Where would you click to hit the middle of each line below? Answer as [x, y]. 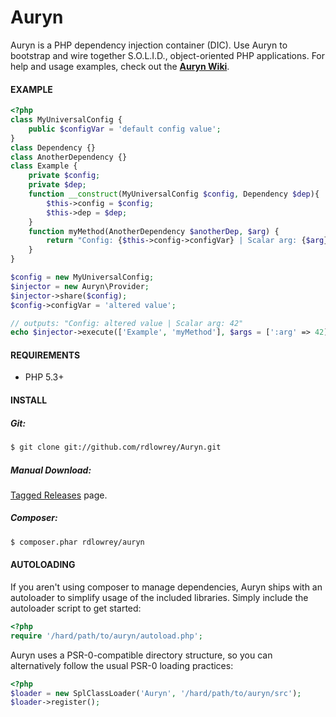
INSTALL [29, 400]
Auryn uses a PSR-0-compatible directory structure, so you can [141, 655]
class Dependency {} [53, 147]
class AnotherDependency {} [69, 157]
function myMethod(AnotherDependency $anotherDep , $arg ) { [154, 231]
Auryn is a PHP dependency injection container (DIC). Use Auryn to [149, 45]
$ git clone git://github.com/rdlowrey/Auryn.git [116, 447]
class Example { [44, 166]
